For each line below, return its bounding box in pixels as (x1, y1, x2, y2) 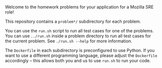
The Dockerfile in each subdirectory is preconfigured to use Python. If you (5, 48, 155, 53)
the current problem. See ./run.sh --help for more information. (5, 38, 132, 44)
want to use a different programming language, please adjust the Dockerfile (5, 53, 158, 58)
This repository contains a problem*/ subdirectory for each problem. (5, 19, 142, 24)
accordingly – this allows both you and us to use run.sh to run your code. (5, 58, 151, 63)
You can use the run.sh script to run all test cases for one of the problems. (5, 28, 154, 33)
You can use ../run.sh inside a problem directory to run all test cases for (5, 33, 151, 39)
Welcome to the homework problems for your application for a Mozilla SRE (5, 4, 154, 10)
